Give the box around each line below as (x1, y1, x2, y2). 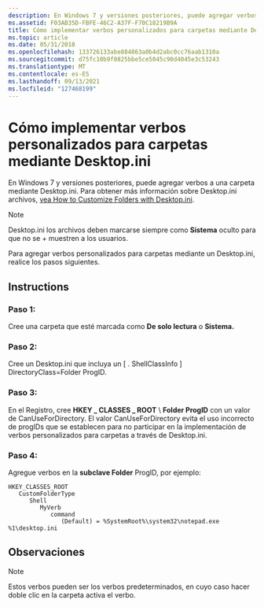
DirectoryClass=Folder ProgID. (8, 368, 108, 377)
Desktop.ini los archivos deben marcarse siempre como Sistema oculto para (8, 225, 257, 235)
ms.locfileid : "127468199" (8, 84, 97, 93)
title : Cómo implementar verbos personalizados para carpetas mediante (8, 26, 247, 34)
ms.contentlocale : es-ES (8, 70, 90, 78)
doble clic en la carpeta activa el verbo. (8, 590, 136, 599)
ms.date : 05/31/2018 (8, 41, 76, 49)
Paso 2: (8, 341, 38, 352)
